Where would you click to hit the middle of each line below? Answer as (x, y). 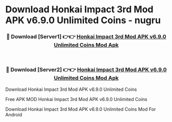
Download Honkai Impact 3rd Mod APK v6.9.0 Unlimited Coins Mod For (81, 109)
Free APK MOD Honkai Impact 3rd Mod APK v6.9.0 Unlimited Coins (76, 99)
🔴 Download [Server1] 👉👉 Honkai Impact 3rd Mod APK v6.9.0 (86, 37)
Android (14, 114)
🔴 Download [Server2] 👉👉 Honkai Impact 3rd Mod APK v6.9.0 (86, 70)
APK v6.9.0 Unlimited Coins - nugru (83, 20)
